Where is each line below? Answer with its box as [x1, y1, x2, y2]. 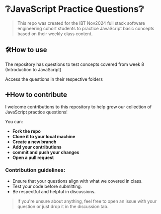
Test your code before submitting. [12, 183, 82, 189]
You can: [5, 118, 23, 124]
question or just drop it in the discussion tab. [17, 203, 109, 209]
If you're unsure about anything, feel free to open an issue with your [17, 198, 157, 204]
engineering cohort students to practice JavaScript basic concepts [17, 25, 155, 31]
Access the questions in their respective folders [5, 76, 103, 82]
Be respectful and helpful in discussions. [12, 188, 96, 194]
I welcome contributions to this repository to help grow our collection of [5, 104, 152, 109]
